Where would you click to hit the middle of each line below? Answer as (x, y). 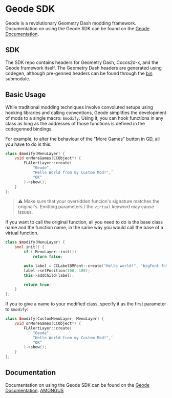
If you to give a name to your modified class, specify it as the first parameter (86, 304)
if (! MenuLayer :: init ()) (50, 252)
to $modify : (17, 309)
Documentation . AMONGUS (35, 390)
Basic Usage (26, 95)
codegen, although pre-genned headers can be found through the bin (79, 73)
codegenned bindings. (29, 129)
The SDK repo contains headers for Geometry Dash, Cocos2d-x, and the (82, 62)
